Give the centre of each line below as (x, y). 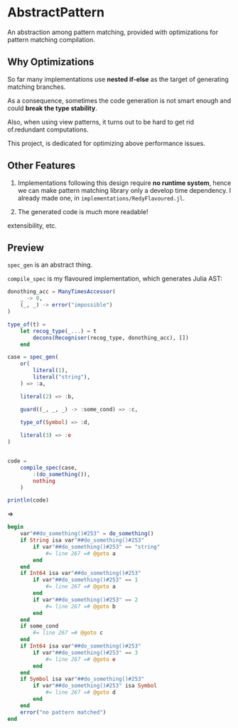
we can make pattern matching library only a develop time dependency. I (124, 190)
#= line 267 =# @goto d (80, 692)
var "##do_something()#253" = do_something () (87, 534)
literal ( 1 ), (51, 371)
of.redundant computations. (48, 130)
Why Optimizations (51, 62)
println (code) (28, 500)
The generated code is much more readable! (83, 211)
